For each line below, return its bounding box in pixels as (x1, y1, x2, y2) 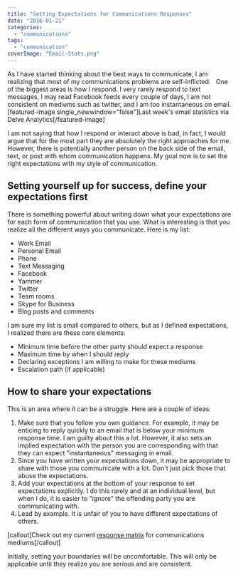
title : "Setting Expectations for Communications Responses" (7, 10, 193, 18)
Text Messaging (17, 261, 65, 270)
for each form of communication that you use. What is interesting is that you (7, 217, 230, 226)
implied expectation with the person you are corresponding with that (17, 441, 218, 450)
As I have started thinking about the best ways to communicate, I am (7, 69, 208, 78)
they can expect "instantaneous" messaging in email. (17, 448, 174, 457)
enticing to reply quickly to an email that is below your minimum (17, 425, 205, 435)
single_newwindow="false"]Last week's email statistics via (56, 108, 229, 116)
